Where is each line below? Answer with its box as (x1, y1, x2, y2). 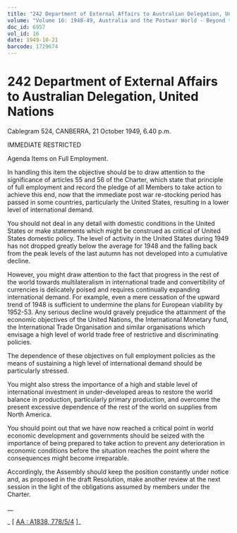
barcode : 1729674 (7, 43, 59, 50)
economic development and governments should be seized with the (7, 431, 205, 440)
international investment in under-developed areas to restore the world (7, 388, 213, 396)
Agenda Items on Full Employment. (7, 154, 109, 162)
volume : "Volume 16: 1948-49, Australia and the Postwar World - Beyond (7, 17, 226, 24)
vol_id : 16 (7, 30, 39, 37)
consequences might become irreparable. (7, 453, 129, 462)
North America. (7, 410, 52, 419)
